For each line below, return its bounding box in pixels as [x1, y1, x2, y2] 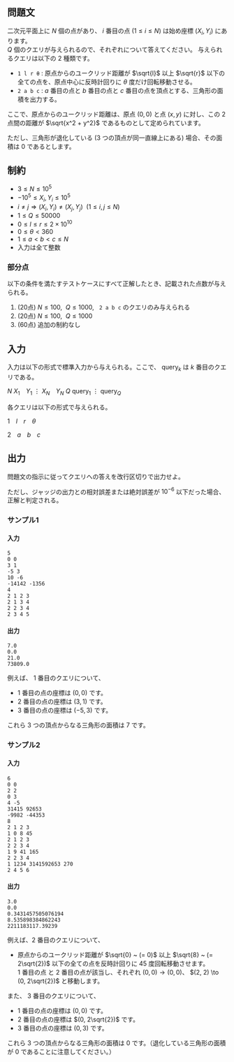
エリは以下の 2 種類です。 [19, 54, 94, 62]
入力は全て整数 [17, 243, 61, 252]
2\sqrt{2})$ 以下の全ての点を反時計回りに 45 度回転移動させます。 [17, 959, 210, 968]
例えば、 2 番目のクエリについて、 [7, 936, 105, 944]
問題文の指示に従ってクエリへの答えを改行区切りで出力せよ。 [7, 472, 185, 481]
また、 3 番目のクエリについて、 [7, 991, 100, 1000]
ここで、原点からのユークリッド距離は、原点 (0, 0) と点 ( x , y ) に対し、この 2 [7, 110, 226, 118]
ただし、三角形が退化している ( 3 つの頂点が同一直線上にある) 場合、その [7, 133, 217, 142]
